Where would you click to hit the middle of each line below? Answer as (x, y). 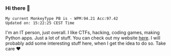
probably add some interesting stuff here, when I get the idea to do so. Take (85, 43)
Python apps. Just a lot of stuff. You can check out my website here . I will (83, 38)
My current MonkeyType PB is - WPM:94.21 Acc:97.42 (62, 19)
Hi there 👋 (18, 8)
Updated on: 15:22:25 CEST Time (40, 23)
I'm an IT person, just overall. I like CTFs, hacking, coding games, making (83, 33)
